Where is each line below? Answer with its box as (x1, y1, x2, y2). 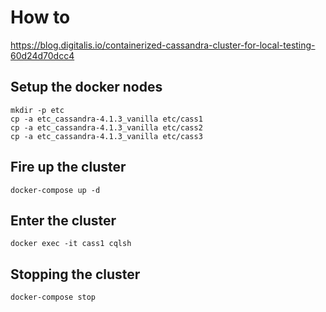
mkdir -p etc (10, 105, 65, 115)
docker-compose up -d (10, 185, 101, 195)
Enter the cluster (10, 212, 117, 229)
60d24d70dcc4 (10, 49, 75, 61)
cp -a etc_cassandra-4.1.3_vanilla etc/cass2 (10, 122, 203, 133)
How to (10, 6, 71, 29)
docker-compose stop (10, 292, 97, 303)
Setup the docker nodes (10, 79, 163, 96)
